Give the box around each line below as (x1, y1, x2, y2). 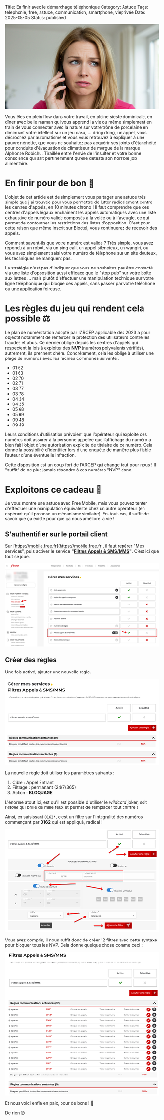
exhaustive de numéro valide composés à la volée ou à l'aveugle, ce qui (5, 215, 150, 221)
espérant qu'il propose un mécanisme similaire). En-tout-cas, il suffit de (5, 511, 149, 516)
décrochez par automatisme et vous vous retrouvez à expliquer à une (5, 134, 145, 141)
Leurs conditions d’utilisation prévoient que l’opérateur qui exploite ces (5, 431, 147, 437)
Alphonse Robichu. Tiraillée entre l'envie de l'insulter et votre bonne (5, 150, 142, 156)
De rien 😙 (5, 1110, 25, 1116)
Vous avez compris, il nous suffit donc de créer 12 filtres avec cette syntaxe (5, 937, 157, 943)
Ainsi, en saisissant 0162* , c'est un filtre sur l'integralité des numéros (5, 814, 143, 820)
